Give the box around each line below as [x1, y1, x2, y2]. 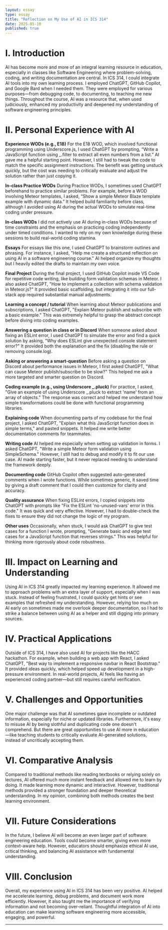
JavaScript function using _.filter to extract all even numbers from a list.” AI [5, 151, 159, 157]
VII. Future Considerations [5, 815, 116, 827]
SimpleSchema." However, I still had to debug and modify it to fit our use [5, 451, 154, 457]
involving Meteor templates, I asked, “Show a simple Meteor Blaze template [5, 194, 160, 199]
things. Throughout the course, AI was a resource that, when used [5, 96, 141, 102]
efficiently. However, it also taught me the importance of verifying [5, 898, 140, 904]
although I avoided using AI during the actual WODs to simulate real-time [5, 204, 155, 210]
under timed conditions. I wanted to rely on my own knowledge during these [5, 230, 162, 236]
